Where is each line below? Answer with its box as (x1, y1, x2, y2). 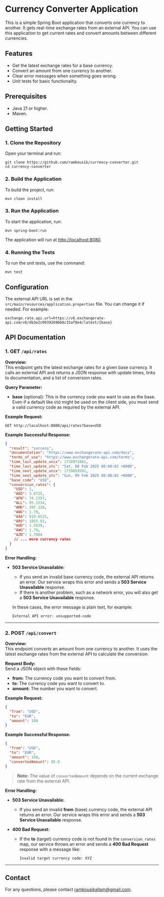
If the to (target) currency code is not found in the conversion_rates (19, 836, 156, 842)
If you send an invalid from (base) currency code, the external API (19, 806, 153, 812)
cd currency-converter (5, 164, 51, 170)
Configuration (5, 283, 49, 291)
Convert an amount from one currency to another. (12, 68, 113, 73)
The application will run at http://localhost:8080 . (5, 237, 102, 242)
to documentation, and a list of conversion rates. (5, 375, 102, 381)
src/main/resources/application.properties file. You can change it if (5, 301, 145, 307)
